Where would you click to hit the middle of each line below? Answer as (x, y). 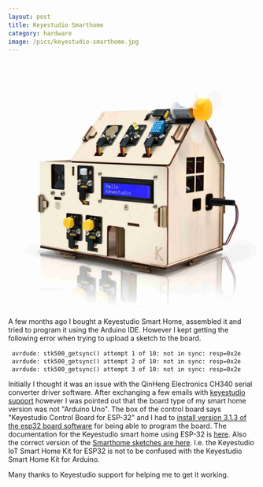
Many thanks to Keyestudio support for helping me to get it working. (119, 475)
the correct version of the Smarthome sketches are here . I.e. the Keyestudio (131, 443)
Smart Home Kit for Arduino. (54, 459)
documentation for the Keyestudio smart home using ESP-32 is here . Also (128, 434)
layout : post (30, 17)
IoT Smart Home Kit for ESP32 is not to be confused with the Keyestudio (125, 451)
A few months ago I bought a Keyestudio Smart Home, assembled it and (125, 322)
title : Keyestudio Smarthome (56, 25)
